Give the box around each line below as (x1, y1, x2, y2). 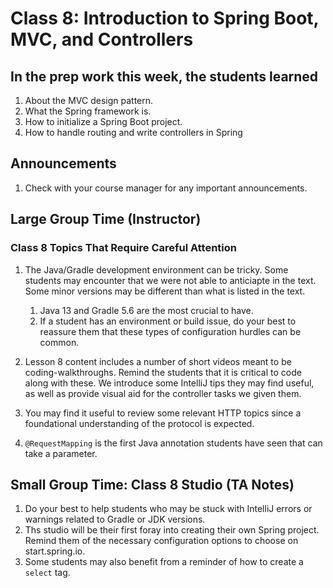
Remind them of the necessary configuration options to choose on (24, 535, 299, 547)
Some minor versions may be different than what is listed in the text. (24, 285, 306, 297)
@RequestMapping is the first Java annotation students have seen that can (24, 437, 323, 449)
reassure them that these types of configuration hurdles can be (39, 325, 302, 337)
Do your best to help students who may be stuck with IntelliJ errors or (24, 503, 313, 515)
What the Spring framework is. (24, 105, 152, 117)
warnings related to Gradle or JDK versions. (24, 513, 206, 526)
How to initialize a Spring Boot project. (24, 116, 183, 127)
